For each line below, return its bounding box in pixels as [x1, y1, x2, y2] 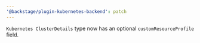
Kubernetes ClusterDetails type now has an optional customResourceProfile [6, 25, 194, 32]
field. [6, 31, 19, 38]
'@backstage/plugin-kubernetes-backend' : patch [6, 8, 127, 15]
